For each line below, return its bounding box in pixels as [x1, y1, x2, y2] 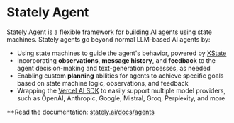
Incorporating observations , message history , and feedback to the [16, 56, 216, 64]
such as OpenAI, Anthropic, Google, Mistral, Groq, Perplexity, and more [16, 93, 225, 102]
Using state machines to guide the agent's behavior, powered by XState [16, 49, 227, 57]
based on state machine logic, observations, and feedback [16, 78, 189, 87]
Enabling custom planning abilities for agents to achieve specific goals [16, 71, 224, 80]
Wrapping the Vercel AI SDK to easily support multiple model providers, [16, 86, 226, 95]
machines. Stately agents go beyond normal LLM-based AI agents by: [6, 35, 211, 43]
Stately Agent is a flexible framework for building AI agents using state [6, 28, 212, 36]
